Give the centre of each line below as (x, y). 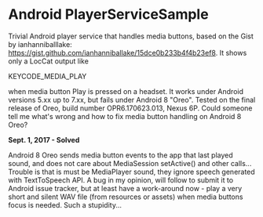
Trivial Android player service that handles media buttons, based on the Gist (131, 36)
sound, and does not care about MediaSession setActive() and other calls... (130, 163)
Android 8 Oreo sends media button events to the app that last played (121, 155)
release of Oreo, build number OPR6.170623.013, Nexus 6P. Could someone (130, 108)
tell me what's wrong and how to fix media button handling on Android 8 (125, 116)
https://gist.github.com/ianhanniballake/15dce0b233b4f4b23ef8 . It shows (128, 52)
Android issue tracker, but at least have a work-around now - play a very (125, 188)
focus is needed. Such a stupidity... (65, 204)
